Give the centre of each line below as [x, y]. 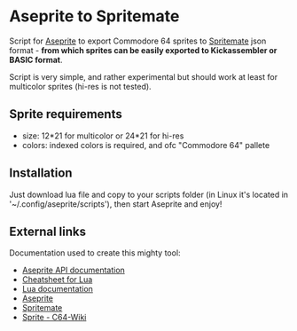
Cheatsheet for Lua [57, 280]
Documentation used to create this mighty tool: [95, 253]
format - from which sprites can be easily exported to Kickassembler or [143, 50]
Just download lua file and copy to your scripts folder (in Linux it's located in [149, 194]
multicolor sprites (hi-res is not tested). [81, 86]
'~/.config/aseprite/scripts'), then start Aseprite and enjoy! [116, 204]
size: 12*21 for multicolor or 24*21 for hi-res [103, 136]
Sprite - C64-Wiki [54, 318]
